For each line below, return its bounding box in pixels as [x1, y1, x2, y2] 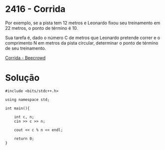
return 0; [14, 136, 35, 141]
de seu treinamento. [5, 45, 46, 51]
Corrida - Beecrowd [5, 54, 46, 60]
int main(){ [5, 105, 30, 111]
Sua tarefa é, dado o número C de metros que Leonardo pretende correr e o [5, 35, 160, 41]
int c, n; [14, 114, 35, 119]
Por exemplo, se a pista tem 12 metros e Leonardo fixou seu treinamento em [5, 20, 161, 26]
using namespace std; [5, 97, 50, 102]
